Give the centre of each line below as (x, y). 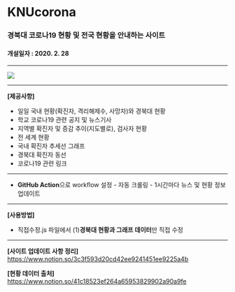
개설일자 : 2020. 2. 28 (38, 53)
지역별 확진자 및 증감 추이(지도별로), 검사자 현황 (82, 129)
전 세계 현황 (34, 138)
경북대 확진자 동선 (42, 155)
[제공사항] (21, 96)
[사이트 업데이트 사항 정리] (43, 251)
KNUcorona (42, 12)
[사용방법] (21, 215)
